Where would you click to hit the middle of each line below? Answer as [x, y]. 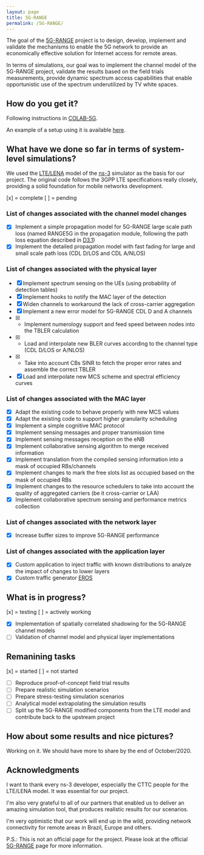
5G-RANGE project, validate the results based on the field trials [85, 72]
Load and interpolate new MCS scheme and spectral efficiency [101, 376]
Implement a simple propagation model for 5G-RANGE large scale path [104, 227]
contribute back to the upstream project [65, 717]
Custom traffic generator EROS [54, 578]
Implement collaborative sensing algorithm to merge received [92, 446]
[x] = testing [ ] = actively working [49, 612]
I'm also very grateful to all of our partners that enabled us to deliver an [95, 803]
